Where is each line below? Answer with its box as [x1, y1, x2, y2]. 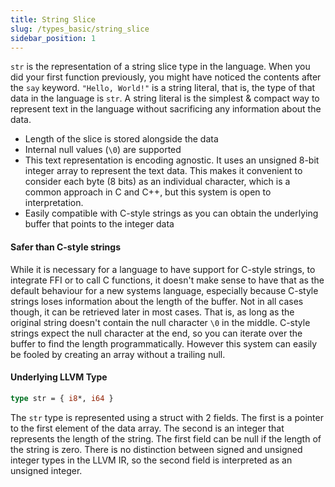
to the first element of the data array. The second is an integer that [10, 422, 285, 434]
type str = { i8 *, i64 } [10, 393, 114, 403]
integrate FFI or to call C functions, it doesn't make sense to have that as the [10, 274, 325, 286]
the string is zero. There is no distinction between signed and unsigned [10, 443, 303, 455]
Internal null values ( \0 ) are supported [24, 144, 182, 156]
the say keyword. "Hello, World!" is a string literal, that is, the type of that [10, 82, 316, 94]
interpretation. [24, 197, 84, 209]
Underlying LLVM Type [10, 371, 108, 383]
